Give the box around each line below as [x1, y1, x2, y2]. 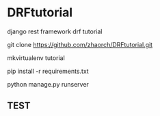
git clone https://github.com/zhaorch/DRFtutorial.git [7, 40, 152, 48]
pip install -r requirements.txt [7, 67, 89, 75]
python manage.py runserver [7, 80, 89, 88]
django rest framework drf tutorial [7, 27, 103, 35]
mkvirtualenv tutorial [7, 53, 65, 62]
